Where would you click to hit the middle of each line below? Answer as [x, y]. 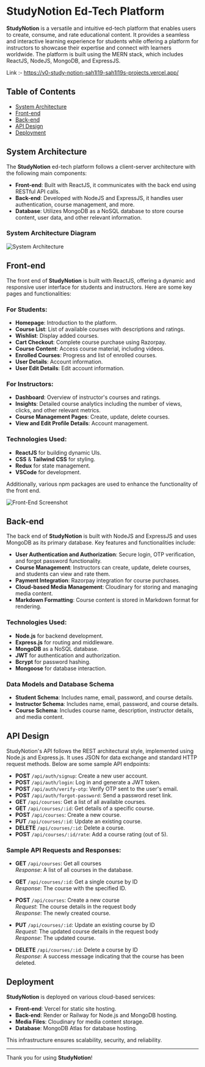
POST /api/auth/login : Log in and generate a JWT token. [88, 782]
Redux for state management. [52, 466]
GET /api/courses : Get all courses [58, 863]
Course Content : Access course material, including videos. [90, 348]
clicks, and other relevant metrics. [58, 411]
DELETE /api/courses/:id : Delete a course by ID [77, 950]
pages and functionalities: [39, 293]
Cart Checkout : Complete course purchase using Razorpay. [91, 342]
